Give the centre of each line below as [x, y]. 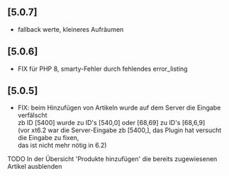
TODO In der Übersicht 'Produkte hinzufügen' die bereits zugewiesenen [112, 159]
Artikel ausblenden [35, 167]
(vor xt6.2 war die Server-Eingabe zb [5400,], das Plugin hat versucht [119, 130]
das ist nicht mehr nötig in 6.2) [62, 146]
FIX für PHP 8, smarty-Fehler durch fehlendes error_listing [102, 69]
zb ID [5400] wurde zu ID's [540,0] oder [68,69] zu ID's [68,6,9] [111, 123]
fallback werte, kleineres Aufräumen [71, 29]
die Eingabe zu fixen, [48, 138]
